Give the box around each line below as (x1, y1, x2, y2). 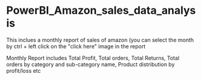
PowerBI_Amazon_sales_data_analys (6, 4, 196, 17)
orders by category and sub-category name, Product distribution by (6, 61, 175, 68)
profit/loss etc (6, 67, 41, 74)
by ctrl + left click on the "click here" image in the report (6, 43, 146, 50)
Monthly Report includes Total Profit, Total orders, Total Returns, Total (6, 54, 180, 61)
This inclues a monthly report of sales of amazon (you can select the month (6, 36, 194, 43)
